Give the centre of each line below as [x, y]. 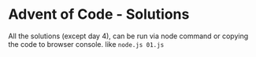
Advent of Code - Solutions [99, 14]
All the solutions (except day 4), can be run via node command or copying [128, 36]
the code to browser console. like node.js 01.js [86, 44]
